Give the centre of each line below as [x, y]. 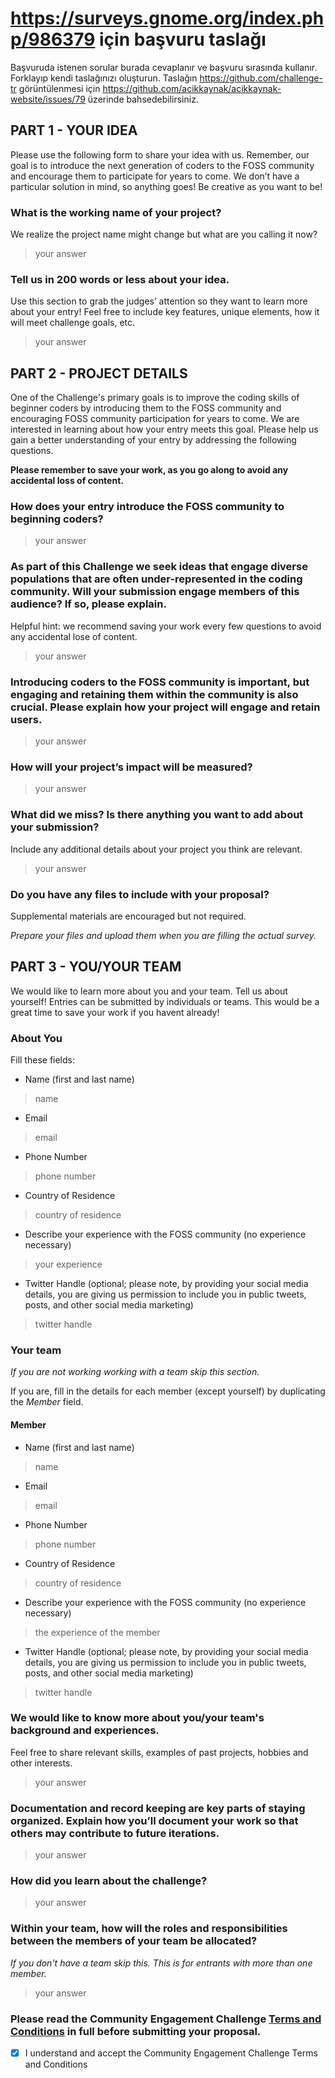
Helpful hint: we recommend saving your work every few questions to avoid [166, 626]
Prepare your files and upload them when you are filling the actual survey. [163, 935]
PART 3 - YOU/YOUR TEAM [96, 967]
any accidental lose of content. [74, 636]
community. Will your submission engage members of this [155, 592]
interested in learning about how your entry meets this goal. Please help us [164, 429]
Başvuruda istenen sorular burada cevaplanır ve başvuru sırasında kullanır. [164, 67]
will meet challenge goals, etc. [73, 323]
